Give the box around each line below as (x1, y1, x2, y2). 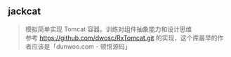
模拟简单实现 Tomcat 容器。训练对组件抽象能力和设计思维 (25, 24, 192, 33)
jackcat (8, 6, 41, 17)
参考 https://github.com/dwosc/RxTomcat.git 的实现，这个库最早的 (25, 33, 218, 42)
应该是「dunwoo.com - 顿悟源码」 (31, 42, 131, 51)
